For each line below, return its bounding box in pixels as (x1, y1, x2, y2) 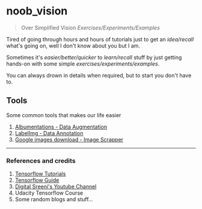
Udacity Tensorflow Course (14, 189, 84, 196)
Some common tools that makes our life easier (6, 111, 121, 118)
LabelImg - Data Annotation (14, 129, 84, 136)
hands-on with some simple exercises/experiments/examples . (6, 60, 160, 67)
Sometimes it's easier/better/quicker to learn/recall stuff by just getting (6, 53, 182, 61)
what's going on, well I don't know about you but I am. (6, 42, 140, 49)
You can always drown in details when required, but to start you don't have (6, 71, 192, 79)
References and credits (6, 156, 76, 165)
